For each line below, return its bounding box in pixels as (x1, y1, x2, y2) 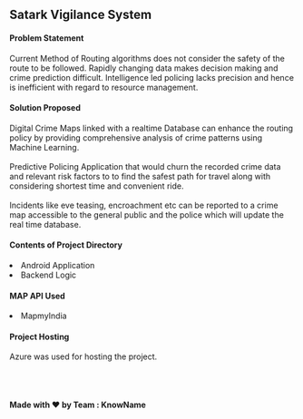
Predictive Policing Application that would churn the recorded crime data (9, 161, 281, 171)
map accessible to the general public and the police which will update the (9, 209, 284, 220)
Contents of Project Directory (9, 239, 122, 250)
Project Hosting (9, 331, 70, 342)
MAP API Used (9, 290, 65, 301)
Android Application (21, 260, 95, 270)
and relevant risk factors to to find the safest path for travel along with (9, 171, 271, 181)
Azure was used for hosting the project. (9, 351, 158, 362)
